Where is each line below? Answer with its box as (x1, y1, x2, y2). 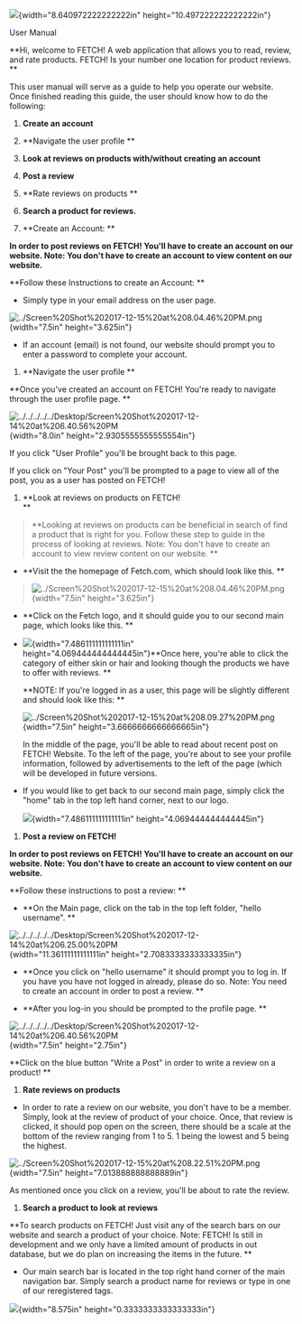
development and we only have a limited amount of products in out (9, 1239, 258, 1250)
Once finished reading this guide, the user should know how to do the (9, 91, 269, 101)
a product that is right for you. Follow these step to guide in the (31, 529, 266, 539)
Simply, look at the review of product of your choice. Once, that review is (22, 1112, 293, 1122)
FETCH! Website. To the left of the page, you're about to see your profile (22, 749, 291, 759)
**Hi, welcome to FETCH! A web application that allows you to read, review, (9, 45, 291, 55)
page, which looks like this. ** (22, 620, 133, 630)
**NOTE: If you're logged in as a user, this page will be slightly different (22, 685, 290, 695)
